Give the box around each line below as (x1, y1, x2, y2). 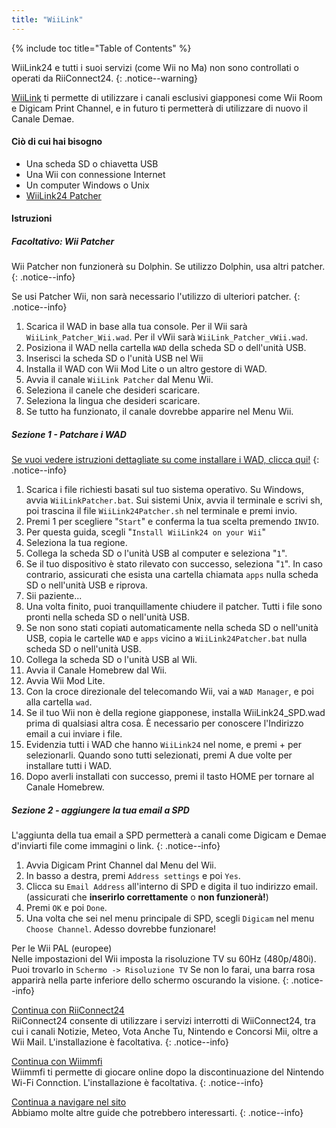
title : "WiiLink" (11, 14, 84, 25)
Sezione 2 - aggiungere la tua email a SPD (11, 804, 190, 816)
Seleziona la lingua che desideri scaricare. (25, 395, 201, 407)
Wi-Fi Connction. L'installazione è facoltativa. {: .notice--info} (11, 1077, 264, 1089)
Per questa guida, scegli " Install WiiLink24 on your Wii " (25, 526, 267, 538)
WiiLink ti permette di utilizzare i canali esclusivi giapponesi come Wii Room (11, 91, 323, 103)
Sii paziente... (25, 590, 83, 602)
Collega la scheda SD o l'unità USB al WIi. (25, 654, 198, 666)
